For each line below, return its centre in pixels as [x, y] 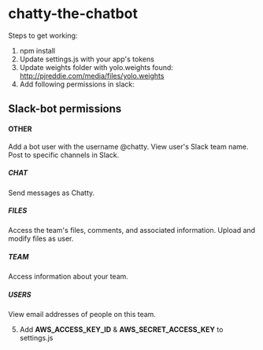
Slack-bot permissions [65, 109]
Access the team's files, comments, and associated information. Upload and [132, 230]
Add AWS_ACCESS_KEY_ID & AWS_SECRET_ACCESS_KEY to [121, 330]
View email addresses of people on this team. [82, 315]
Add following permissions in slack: [77, 84]
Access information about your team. [68, 277]
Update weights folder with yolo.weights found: [96, 67]
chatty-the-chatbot [73, 14]
